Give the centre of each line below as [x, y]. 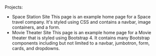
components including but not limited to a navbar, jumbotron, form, [81, 43]
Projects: [14, 7]
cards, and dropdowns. [36, 48]
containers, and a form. [36, 27]
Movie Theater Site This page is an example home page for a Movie [81, 32]
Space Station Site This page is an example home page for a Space [81, 17]
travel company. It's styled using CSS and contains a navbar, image [81, 22]
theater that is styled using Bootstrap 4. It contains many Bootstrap [81, 38]
